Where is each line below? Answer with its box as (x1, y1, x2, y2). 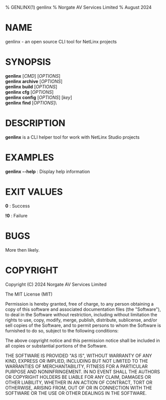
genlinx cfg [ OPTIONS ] (5, 89, 54, 95)
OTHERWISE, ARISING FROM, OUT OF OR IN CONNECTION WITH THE (5, 384, 152, 390)
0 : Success (5, 203, 30, 209)
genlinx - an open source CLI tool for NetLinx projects (5, 38, 117, 44)
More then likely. (5, 247, 40, 253)
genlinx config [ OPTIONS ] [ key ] (5, 94, 72, 100)
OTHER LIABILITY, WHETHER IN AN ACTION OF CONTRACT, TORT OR (5, 379, 152, 385)
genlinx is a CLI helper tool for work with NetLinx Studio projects (5, 134, 140, 140)
